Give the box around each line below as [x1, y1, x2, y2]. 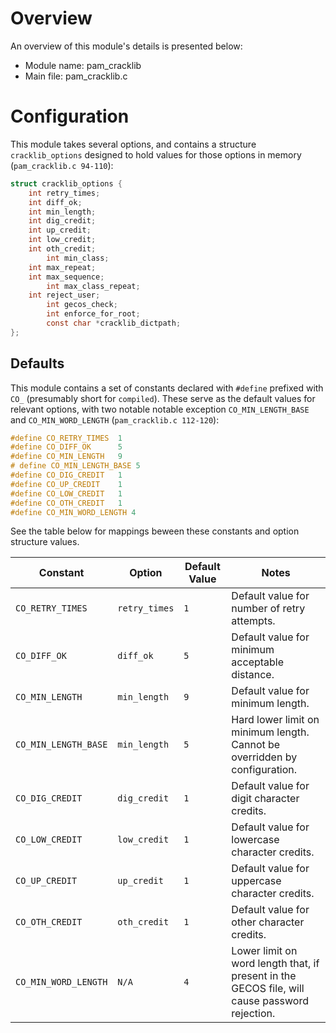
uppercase [231, 874, 282, 888]
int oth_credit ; [28, 244, 97, 254]
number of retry [231, 602, 306, 616]
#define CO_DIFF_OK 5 [10, 442, 123, 452]
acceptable [231, 655, 285, 669]
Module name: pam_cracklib [24, 59, 142, 71]
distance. [231, 668, 275, 682]
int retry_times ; [28, 188, 101, 198]
